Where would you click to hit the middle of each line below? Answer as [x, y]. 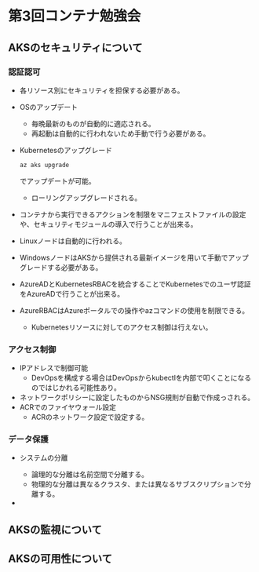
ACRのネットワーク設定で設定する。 [90, 417]
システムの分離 [44, 458]
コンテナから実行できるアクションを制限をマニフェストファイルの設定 [133, 214]
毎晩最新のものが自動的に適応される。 [93, 123]
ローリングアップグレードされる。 [86, 198]
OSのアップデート [49, 107]
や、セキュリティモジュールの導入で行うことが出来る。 [108, 224]
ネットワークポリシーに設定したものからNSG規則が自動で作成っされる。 [137, 398]
